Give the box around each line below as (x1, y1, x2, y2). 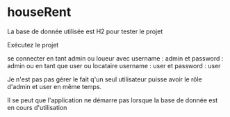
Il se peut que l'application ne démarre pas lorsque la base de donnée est (7, 95, 217, 104)
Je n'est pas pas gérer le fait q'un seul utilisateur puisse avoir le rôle (7, 75, 203, 84)
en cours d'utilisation (7, 103, 67, 111)
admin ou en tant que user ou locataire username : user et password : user (7, 61, 221, 70)
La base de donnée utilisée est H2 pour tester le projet (7, 27, 163, 36)
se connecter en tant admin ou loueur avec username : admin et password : (7, 54, 224, 63)
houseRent (7, 4, 72, 20)
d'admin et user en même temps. (7, 82, 102, 91)
